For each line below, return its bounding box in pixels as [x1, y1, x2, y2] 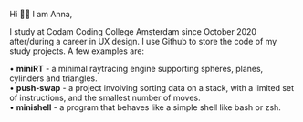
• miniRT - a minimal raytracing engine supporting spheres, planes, [9, 64, 264, 74]
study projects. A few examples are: [9, 46, 144, 56]
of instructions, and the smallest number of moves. [9, 92, 201, 103]
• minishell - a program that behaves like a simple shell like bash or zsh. [9, 102, 281, 113]
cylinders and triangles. [9, 73, 98, 84]
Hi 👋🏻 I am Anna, [9, 9, 73, 19]
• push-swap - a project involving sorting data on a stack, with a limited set [9, 83, 295, 93]
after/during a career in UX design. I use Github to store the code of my [9, 36, 277, 46]
